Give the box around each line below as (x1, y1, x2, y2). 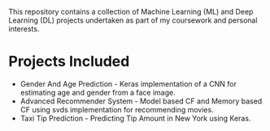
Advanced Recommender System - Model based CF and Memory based (20, 96, 263, 106)
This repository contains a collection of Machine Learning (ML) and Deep (8, 7, 254, 16)
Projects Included (8, 53, 130, 71)
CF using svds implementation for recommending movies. (20, 104, 214, 114)
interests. (8, 24, 40, 33)
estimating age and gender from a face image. (20, 87, 176, 97)
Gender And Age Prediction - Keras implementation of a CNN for (20, 78, 237, 88)
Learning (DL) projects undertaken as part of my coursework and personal (8, 15, 258, 25)
